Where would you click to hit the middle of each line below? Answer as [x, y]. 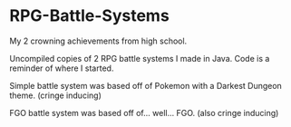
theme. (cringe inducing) [55, 95]
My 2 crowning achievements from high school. [98, 41]
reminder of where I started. [62, 68]
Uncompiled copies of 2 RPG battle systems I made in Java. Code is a [140, 58]
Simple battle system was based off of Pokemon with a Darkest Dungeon [146, 85]
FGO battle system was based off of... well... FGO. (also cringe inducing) [144, 112]
